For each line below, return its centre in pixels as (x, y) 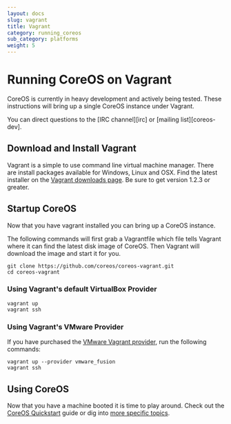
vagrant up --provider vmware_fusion (61, 362)
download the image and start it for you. (64, 253)
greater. (18, 187)
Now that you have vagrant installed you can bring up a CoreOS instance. (111, 225)
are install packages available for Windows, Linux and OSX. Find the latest (112, 172)
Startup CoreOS (42, 209)
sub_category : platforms (43, 39)
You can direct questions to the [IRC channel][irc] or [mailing (93, 119)
